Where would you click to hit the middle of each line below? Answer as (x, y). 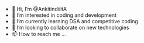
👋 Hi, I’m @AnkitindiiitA (39, 9)
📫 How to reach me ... (39, 34)
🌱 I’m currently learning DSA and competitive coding (75, 21)
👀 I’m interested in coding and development (64, 15)
